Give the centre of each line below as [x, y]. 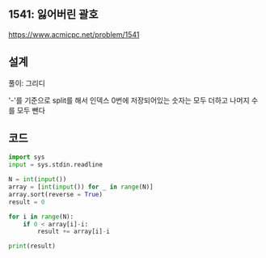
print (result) [32, 246]
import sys [27, 157]
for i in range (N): [41, 217]
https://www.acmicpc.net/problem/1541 [74, 34]
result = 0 [27, 202]
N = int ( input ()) [38, 180]
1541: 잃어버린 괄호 [53, 15]
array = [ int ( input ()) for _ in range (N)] [81, 187]
